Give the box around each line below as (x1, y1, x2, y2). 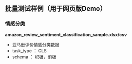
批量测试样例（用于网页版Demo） (5, 4, 107, 13)
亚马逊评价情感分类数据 (12, 42, 59, 48)
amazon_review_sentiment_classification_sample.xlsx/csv (5, 32, 127, 37)
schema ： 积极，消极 (12, 54, 57, 60)
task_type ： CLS (12, 48, 47, 53)
